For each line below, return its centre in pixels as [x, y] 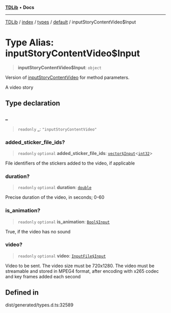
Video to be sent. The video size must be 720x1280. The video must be [80, 266]
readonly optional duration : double [54, 188]
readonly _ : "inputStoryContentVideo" [57, 129]
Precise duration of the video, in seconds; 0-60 [55, 197]
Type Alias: [30, 43]
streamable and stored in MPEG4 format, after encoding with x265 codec [82, 271]
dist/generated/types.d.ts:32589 [39, 305]
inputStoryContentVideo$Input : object [60, 67]
